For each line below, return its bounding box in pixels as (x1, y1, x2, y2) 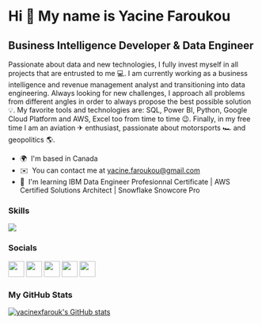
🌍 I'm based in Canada (19, 154, 98, 163)
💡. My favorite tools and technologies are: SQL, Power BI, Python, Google (8, 105, 248, 114)
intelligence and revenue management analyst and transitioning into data (8, 80, 245, 90)
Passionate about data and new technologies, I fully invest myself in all (8, 59, 239, 69)
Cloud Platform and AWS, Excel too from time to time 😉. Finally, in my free (8, 114, 251, 124)
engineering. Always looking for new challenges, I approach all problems (8, 89, 245, 97)
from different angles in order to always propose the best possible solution (8, 97, 252, 106)
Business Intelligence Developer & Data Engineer (8, 39, 254, 52)
